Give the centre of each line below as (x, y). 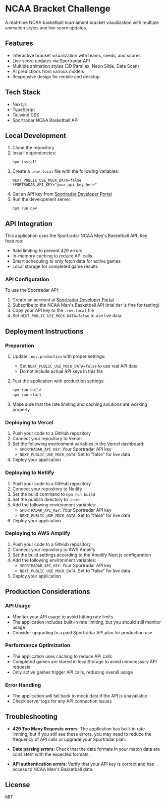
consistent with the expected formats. (51, 754)
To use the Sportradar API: (32, 290)
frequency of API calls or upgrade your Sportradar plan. (69, 739)
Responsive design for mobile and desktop (56, 76)
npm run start (27, 395)
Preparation (20, 345)
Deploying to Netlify (30, 472)
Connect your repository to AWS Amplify (54, 549)
